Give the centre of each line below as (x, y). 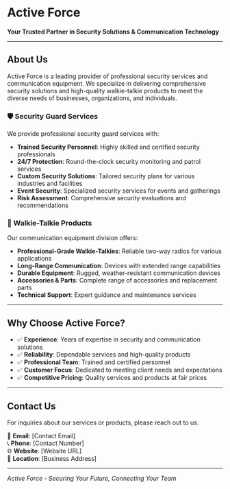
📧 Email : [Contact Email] (41, 436)
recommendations (42, 205)
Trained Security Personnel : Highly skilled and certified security (108, 147)
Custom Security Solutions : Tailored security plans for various (106, 176)
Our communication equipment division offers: (73, 238)
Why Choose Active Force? (66, 323)
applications (34, 259)
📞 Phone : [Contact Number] (46, 443)
